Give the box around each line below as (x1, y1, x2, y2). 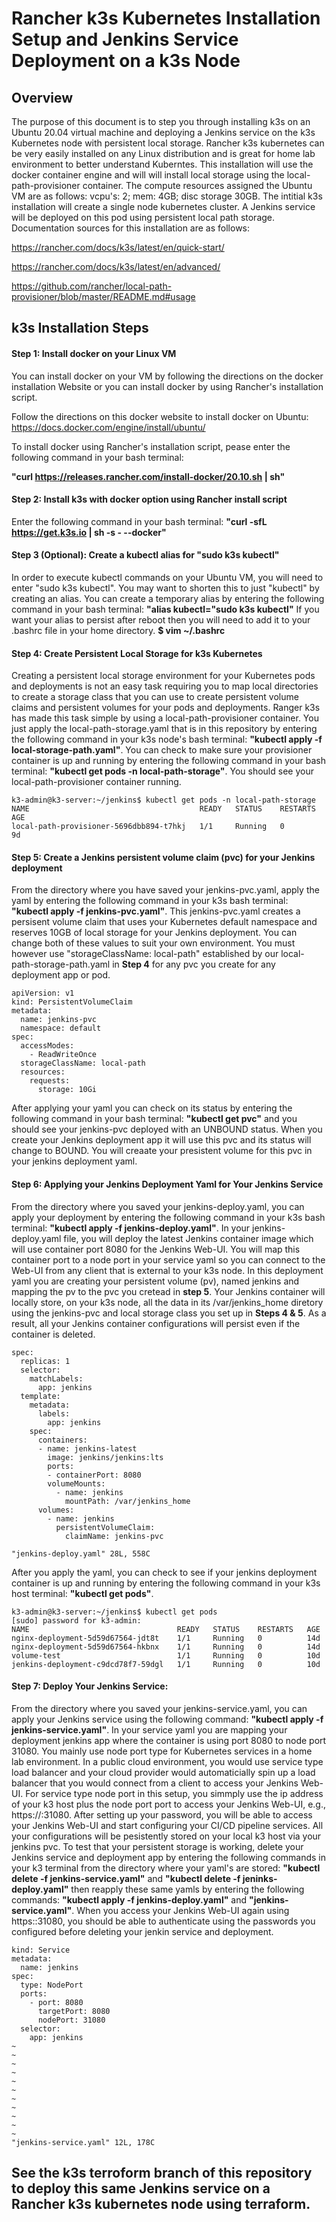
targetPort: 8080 (37, 2006, 111, 2016)
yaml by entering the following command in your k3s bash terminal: (11, 895, 289, 907)
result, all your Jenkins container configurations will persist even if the (11, 1317, 301, 1329)
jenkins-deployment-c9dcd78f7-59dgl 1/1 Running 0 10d (11, 1659, 321, 1669)
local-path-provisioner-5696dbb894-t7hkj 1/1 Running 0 (11, 822, 285, 832)
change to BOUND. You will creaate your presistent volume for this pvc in (11, 1145, 313, 1157)
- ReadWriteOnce (29, 1050, 98, 1060)
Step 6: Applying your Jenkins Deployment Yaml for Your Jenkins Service (11, 1178, 324, 1190)
